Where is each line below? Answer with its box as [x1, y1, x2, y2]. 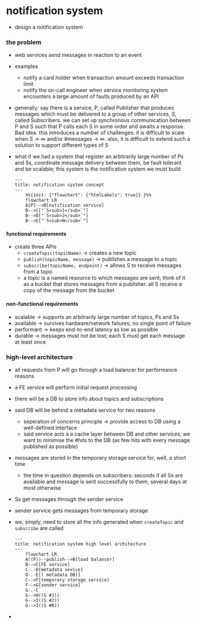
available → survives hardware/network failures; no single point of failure [14, 320, 191, 327]
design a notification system [14, 23, 83, 30]
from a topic [23, 268, 53, 275]
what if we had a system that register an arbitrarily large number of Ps [14, 153, 184, 160]
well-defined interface [23, 424, 77, 431]
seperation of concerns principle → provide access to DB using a [23, 418, 181, 425]
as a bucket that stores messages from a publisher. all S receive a [23, 280, 182, 288]
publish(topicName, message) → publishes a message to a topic [23, 256, 178, 263]
